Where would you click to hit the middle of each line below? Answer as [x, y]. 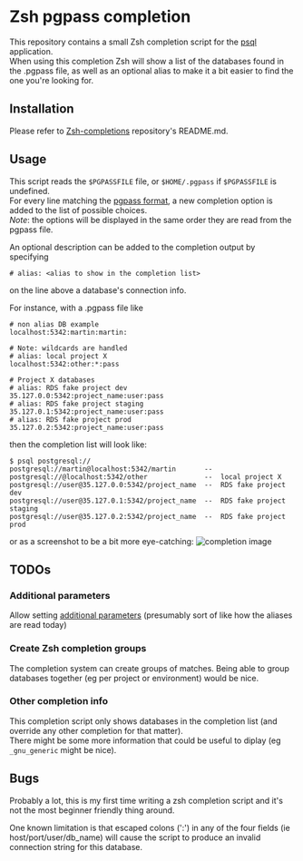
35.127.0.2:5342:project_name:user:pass [87, 427]
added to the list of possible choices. [78, 210]
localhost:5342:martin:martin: [68, 332]
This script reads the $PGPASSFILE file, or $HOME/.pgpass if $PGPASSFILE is [143, 181]
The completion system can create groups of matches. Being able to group [150, 668]
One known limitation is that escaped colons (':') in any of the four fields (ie [150, 827]
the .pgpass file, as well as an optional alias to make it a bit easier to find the [151, 71]
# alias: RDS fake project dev [68, 387]
